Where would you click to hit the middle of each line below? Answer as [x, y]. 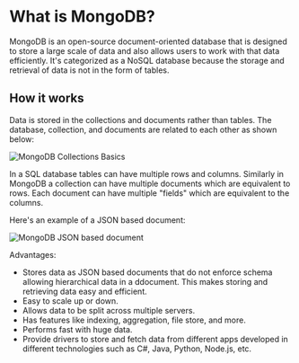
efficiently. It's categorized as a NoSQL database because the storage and [147, 60]
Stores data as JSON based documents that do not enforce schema [147, 272]
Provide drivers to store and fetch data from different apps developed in [155, 339]
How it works [47, 98]
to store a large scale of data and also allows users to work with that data [145, 50]
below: [22, 139]
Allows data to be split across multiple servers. [109, 310]
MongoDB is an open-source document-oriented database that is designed [148, 41]
